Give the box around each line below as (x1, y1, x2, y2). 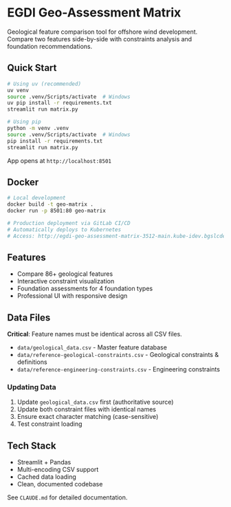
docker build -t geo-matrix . (7, 201, 94, 208)
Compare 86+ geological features (16, 270, 113, 278)
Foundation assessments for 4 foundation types (16, 284, 153, 293)
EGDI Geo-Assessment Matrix (7, 5, 181, 21)
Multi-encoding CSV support (16, 466, 99, 474)
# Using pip (7, 118, 41, 125)
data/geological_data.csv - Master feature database (16, 343, 167, 352)
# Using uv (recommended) (7, 80, 81, 87)
